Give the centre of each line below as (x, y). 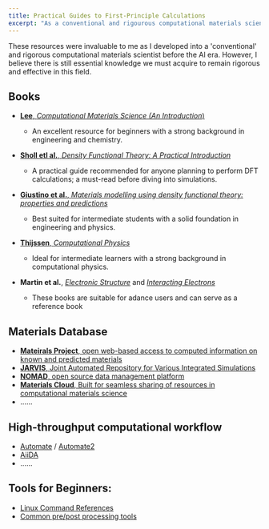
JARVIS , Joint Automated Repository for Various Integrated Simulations (138, 368)
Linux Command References (66, 507)
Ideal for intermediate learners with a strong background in (129, 258)
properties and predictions (64, 203)
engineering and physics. (74, 227)
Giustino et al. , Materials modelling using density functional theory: (132, 195)
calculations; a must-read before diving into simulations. (124, 179)
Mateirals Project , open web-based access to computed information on (139, 351)
